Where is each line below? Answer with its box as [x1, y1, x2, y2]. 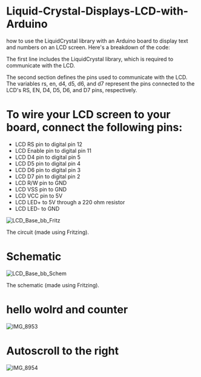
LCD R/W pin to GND [15, 179, 67, 186]
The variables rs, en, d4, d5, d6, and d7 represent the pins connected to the [6, 80, 195, 87]
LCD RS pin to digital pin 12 [15, 141, 83, 148]
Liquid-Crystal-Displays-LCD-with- [6, 4, 189, 18]
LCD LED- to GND [15, 205, 60, 212]
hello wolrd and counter [6, 303, 128, 316]
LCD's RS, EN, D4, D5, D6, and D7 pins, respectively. [6, 86, 137, 93]
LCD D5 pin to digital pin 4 [15, 159, 81, 167]
